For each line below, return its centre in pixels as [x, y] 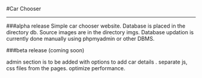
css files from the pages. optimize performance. [66, 68]
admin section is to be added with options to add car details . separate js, [97, 62]
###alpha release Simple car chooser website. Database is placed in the [96, 26]
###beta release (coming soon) [45, 50]
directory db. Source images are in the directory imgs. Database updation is [100, 32]
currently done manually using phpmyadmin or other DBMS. [81, 39]
